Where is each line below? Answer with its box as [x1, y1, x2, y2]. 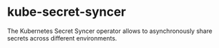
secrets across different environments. [7, 34, 117, 42]
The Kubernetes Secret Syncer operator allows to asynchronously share [7, 27, 213, 35]
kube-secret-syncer [7, 4, 126, 20]
